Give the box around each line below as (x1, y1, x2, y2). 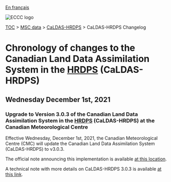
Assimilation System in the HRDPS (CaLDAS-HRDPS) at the (5, 117, 155, 124)
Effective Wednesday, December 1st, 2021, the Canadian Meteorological (5, 135, 158, 141)
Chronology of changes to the (5, 42, 136, 54)
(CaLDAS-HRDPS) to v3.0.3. (5, 146, 65, 152)
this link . (5, 171, 23, 177)
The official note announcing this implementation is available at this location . (5, 156, 167, 162)
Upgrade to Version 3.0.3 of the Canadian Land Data (5, 110, 138, 117)
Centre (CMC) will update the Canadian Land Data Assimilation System (5, 140, 155, 147)
